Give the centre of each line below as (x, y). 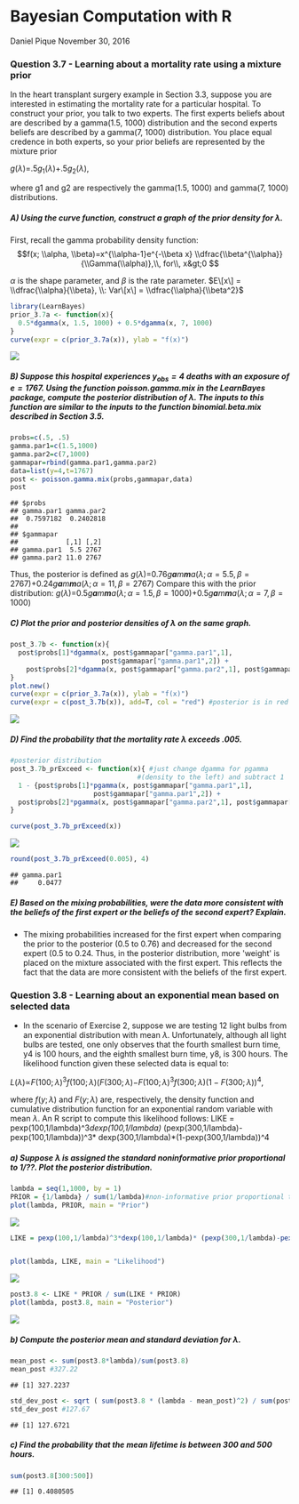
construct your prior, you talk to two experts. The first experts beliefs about (147, 114)
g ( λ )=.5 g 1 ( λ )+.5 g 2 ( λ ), (50, 169)
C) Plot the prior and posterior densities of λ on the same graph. (131, 623)
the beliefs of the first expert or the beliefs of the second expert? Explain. (148, 912)
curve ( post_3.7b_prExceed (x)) (66, 826)
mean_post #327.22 (44, 1369)
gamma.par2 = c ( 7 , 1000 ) (50, 454)
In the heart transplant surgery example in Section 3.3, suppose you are (141, 94)
